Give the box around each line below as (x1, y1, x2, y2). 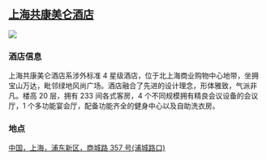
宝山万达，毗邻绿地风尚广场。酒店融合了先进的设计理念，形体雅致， (8, 81, 236, 91)
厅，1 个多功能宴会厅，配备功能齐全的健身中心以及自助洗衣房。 (8, 101, 220, 111)
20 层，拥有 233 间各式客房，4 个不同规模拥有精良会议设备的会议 (38, 91, 258, 101)
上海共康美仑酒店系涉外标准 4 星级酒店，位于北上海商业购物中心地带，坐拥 (8, 71, 259, 81)
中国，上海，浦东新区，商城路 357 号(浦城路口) (8, 143, 166, 153)
